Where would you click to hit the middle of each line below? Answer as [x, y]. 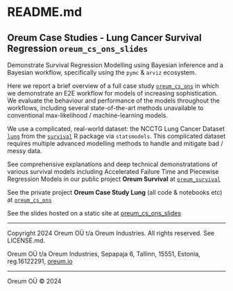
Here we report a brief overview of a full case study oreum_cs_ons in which [113, 86]
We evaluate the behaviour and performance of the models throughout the [113, 100]
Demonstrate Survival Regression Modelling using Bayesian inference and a [115, 65]
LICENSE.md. [26, 240]
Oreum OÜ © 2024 [34, 281]
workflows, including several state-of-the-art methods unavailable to [105, 108]
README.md [45, 12]
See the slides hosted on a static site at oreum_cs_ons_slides [94, 213]
